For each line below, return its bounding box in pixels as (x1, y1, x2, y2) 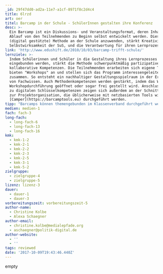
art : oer (5, 16, 23, 21)
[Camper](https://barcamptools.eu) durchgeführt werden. (9, 97, 127, 102)
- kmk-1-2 (9, 137, 29, 143)
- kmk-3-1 (9, 160, 29, 165)
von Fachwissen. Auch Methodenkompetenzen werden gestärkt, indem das (9, 79, 155, 84)
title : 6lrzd (5, 12, 32, 16)
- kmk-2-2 (9, 147, 29, 152)
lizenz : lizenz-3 (5, 183, 40, 187)
